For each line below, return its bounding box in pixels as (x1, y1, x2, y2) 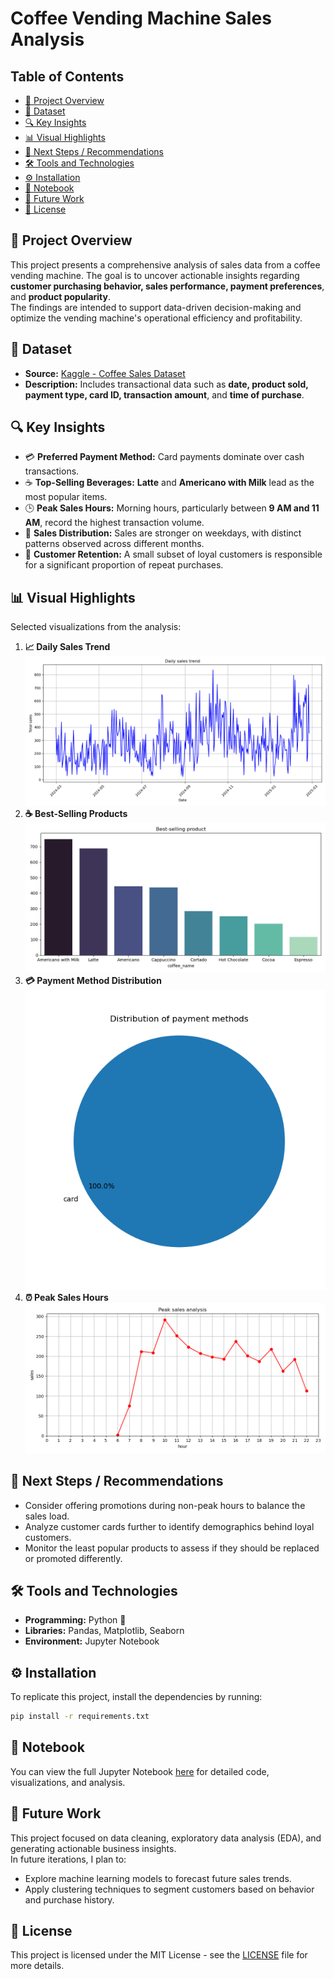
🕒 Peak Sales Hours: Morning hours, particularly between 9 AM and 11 (24, 502, 320, 514)
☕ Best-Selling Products (24, 808, 128, 820)
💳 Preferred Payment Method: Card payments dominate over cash (24, 451, 305, 463)
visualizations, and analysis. (10, 1776, 126, 1788)
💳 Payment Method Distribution (24, 975, 162, 987)
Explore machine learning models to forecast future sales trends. (24, 1872, 292, 1884)
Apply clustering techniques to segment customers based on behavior (24, 1883, 315, 1895)
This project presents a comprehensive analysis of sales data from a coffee (10, 258, 321, 271)
